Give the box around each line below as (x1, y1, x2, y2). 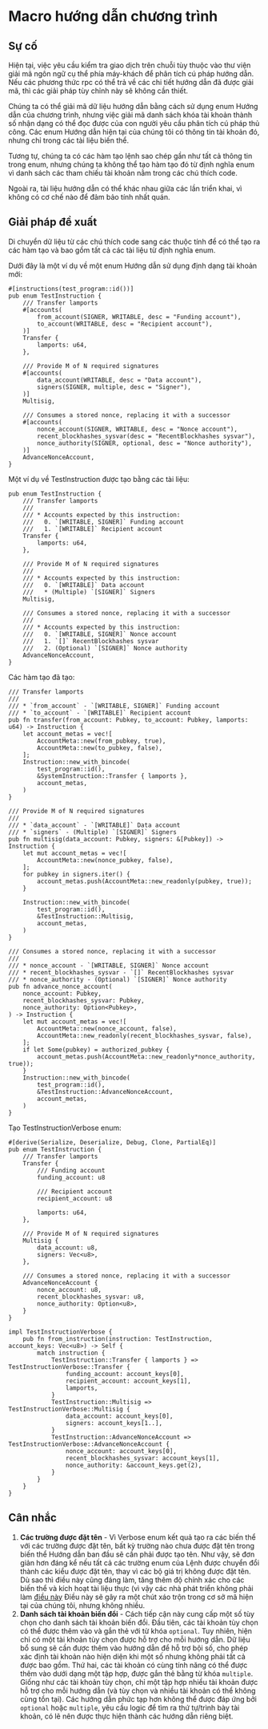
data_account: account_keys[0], (65, 1411, 174, 1420)
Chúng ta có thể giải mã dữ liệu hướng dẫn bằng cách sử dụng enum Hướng (8, 102, 258, 111)
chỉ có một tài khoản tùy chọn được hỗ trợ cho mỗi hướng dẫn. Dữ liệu (19, 1634, 250, 1644)
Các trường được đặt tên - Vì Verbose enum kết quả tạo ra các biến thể (19, 1532, 256, 1542)
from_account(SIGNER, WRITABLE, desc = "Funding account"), (37, 313, 242, 321)
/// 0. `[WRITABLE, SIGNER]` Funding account (22, 517, 184, 526)
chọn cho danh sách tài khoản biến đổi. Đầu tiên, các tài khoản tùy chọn (19, 1618, 258, 1627)
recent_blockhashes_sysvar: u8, (37, 1293, 146, 1301)
